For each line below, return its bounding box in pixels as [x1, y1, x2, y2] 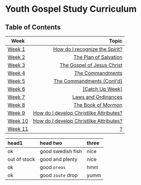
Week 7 [7, 94, 25, 100]
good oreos [40, 164, 66, 170]
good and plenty [40, 156, 78, 162]
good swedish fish [40, 148, 82, 155]
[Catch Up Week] [82, 86, 122, 92]
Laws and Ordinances [72, 94, 122, 100]
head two [40, 140, 63, 146]
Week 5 [7, 78, 25, 84]
